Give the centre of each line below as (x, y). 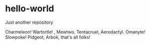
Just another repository (29, 22)
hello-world (30, 9)
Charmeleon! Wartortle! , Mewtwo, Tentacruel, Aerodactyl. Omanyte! (75, 32)
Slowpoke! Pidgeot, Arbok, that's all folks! (48, 37)
